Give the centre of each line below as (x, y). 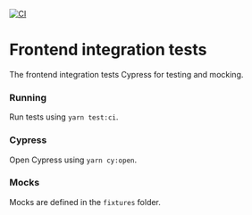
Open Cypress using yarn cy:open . (73, 160)
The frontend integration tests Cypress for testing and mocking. (126, 74)
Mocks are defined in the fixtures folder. (85, 202)
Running (28, 97)
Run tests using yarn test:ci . (64, 117)
